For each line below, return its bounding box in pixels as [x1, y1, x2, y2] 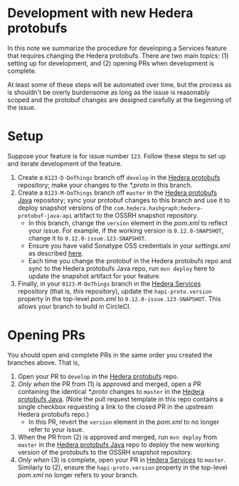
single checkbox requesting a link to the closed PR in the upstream [17, 402, 213, 411]
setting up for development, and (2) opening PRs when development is [7, 59, 215, 67]
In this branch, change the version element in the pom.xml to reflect [28, 218, 228, 227]
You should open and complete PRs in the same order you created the [7, 350, 213, 359]
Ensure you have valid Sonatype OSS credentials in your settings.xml [28, 241, 230, 250]
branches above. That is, [7, 358, 80, 367]
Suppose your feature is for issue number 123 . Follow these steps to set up [7, 151, 226, 160]
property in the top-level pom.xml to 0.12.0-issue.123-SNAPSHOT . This [17, 294, 221, 303]
